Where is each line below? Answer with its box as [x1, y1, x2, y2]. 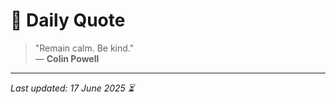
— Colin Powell [34, 52, 100, 64]
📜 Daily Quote [10, 9, 126, 32]
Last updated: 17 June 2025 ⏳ [10, 82, 135, 94]
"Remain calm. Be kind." [34, 42, 135, 54]
